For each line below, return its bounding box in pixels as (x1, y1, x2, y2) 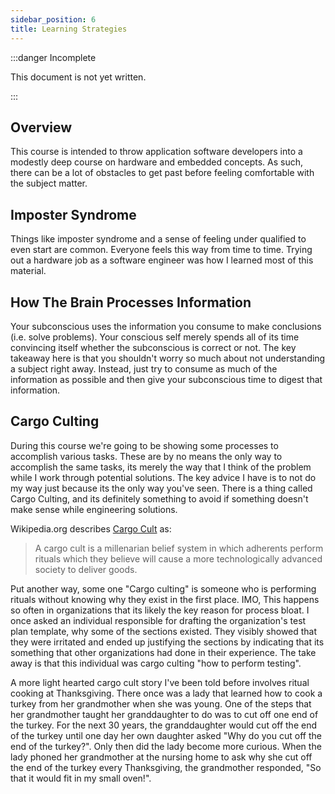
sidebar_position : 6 (10, 14, 97, 25)
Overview (10, 119, 73, 136)
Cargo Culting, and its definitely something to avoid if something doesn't (10, 492, 309, 505)
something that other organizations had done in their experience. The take (10, 646, 317, 658)
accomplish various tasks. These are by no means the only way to (10, 450, 283, 462)
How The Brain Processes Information (10, 294, 252, 311)
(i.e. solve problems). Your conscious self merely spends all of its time (10, 331, 300, 343)
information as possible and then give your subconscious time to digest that (10, 373, 323, 385)
